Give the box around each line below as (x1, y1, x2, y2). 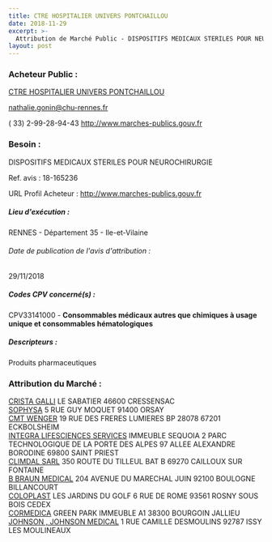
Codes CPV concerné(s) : (8, 289, 96, 300)
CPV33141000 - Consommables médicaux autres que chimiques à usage (8, 309, 257, 320)
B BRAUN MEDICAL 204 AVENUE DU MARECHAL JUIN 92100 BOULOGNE (8, 474, 256, 484)
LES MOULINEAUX (8, 526, 71, 536)
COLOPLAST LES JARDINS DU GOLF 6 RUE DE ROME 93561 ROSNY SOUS (8, 491, 259, 501)
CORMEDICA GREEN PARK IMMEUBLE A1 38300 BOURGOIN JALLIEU (8, 508, 240, 519)
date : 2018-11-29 (8, 19, 67, 28)
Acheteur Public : (8, 69, 79, 80)
